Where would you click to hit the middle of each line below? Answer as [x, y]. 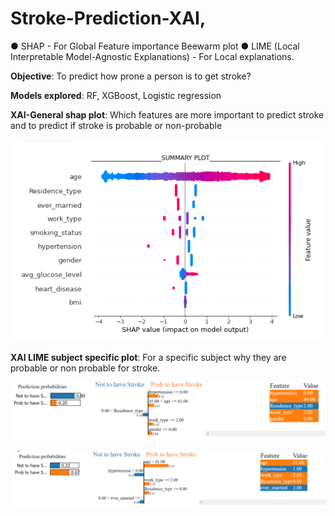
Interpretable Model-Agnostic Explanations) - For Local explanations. [152, 56]
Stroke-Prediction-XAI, [108, 18]
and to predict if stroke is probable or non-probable [116, 125]
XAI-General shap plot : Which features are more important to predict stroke [167, 114]
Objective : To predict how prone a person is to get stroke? [131, 76]
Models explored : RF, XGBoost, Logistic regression [116, 95]
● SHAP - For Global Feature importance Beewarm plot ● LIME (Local [155, 46]
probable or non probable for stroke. [85, 368]
